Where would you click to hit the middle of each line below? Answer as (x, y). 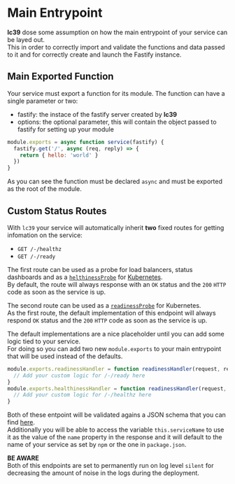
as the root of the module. (45, 189)
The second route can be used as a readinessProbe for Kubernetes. (104, 305)
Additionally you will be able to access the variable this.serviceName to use (116, 430)
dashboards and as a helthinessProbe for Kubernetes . (85, 277)
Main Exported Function (60, 77)
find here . (21, 422)
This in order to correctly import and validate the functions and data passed (116, 47)
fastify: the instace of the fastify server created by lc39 (97, 114)
